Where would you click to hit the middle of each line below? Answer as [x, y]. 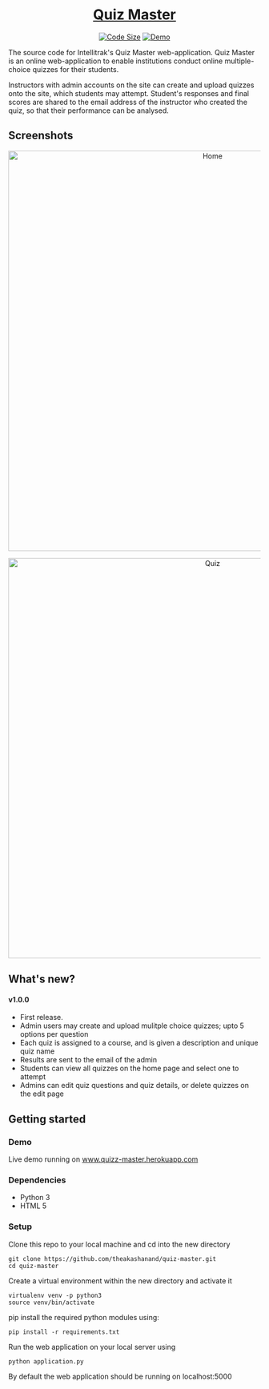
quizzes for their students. [76, 69]
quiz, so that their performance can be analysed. [89, 110]
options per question [54, 1034]
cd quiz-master [34, 1266]
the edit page [42, 1094]
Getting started [47, 1119]
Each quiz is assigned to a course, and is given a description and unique [139, 1043]
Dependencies [37, 1180]
